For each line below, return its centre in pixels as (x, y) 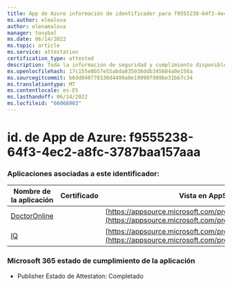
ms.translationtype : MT (41, 84)
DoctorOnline (32, 216)
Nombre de (32, 192)
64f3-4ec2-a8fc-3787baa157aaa (104, 152)
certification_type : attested (51, 59)
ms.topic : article (33, 46)
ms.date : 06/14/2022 (37, 39)
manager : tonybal (32, 33)
